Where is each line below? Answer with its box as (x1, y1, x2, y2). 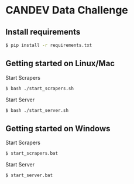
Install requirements (5, 27, 81, 37)
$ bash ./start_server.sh (5, 107, 68, 113)
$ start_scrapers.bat (5, 151, 59, 156)
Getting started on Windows (5, 124, 111, 134)
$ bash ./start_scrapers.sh (5, 86, 74, 91)
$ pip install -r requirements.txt (5, 42, 92, 48)
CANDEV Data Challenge (5, 4, 128, 17)
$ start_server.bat (5, 172, 53, 179)
